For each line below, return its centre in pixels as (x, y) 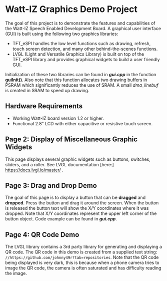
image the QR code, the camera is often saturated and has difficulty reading (83, 268)
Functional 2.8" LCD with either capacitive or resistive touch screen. (82, 123)
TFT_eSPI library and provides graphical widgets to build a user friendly (86, 59)
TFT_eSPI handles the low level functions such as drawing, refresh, (81, 43)
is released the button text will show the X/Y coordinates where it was (77, 208)
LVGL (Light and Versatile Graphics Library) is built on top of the (78, 54)
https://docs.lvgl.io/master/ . (34, 170)
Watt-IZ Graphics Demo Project (71, 9)
